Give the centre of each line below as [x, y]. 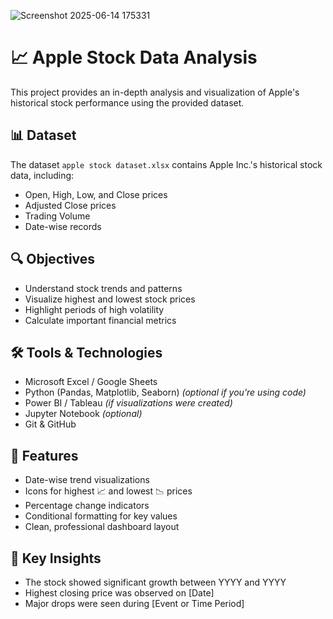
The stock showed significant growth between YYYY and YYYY [155, 582]
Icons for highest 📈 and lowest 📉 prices [108, 491]
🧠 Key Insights [56, 558]
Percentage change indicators [87, 506]
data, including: [42, 175]
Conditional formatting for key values [101, 516]
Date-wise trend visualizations [87, 480]
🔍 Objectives [53, 259]
